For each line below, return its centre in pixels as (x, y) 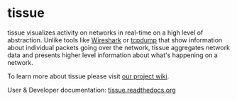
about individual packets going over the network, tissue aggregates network (119, 47)
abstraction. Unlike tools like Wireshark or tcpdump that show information (115, 40)
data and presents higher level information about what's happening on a (112, 55)
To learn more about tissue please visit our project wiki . (88, 76)
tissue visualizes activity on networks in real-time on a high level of (105, 32)
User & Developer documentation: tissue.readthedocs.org (92, 90)
